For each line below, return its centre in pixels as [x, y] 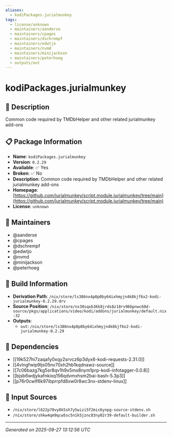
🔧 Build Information [37, 284]
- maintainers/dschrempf [36, 39]
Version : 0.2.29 [29, 162]
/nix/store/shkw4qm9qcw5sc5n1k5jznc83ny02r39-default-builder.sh [84, 415]
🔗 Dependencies [32, 347]
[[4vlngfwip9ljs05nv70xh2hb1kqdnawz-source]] [63, 365]
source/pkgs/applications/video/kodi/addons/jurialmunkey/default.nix [90, 311]
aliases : [15, 10]
